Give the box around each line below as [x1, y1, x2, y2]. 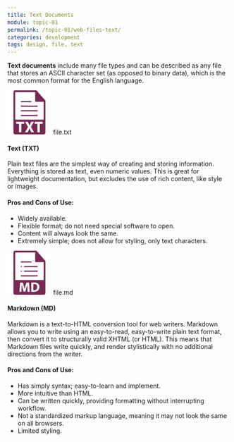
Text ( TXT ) [7, 144, 40, 152]
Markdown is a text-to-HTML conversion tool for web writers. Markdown [7, 319, 218, 328]
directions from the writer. [7, 350, 83, 358]
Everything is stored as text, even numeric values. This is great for [7, 167, 199, 176]
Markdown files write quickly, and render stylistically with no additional [7, 342, 214, 350]
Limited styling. [17, 426, 62, 435]
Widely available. [17, 214, 68, 222]
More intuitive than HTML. [17, 388, 94, 398]
